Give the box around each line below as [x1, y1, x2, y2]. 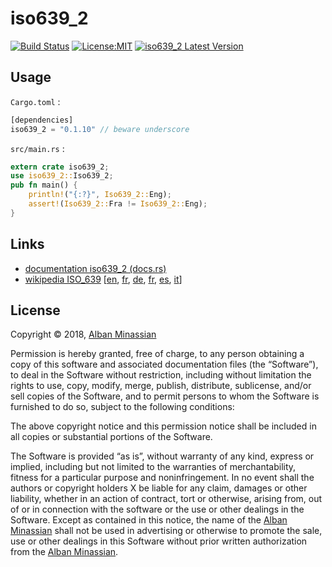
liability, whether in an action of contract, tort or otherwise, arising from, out [10, 493, 323, 505]
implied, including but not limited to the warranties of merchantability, [10, 461, 297, 473]
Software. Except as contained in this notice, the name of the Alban [10, 514, 288, 526]
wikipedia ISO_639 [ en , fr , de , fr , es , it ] [24, 273, 183, 285]
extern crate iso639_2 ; [10, 162, 110, 172]
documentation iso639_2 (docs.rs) [24, 262, 167, 274]
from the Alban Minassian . [10, 546, 119, 558]
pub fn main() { [10, 180, 78, 191]
